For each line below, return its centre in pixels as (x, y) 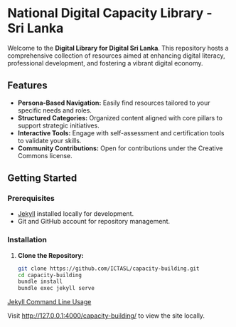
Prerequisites (31, 199)
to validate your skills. (49, 140)
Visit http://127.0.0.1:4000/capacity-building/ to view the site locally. (106, 316)
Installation (27, 240)
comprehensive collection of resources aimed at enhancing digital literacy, (116, 56)
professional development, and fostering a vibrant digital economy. (106, 63)
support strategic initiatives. (58, 125)
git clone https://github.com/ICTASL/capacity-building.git (108, 269)
